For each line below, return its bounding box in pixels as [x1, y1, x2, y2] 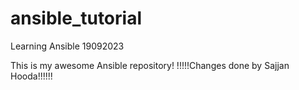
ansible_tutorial [10, 7, 142, 30]
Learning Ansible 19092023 [10, 40, 125, 52]
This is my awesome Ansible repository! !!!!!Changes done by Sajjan [10, 59, 290, 71]
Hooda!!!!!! [10, 70, 53, 82]
